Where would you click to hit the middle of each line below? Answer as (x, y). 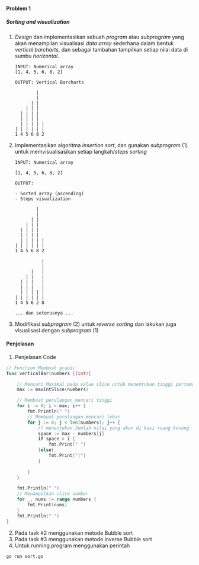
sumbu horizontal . (37, 56)
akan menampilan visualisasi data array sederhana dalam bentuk (94, 43)
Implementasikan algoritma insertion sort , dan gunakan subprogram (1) (101, 145)
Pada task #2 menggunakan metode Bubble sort (74, 533)
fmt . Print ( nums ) (47, 505)
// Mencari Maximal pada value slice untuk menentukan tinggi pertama (106, 384)
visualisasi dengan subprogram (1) (57, 330)
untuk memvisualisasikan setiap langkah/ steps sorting (81, 151)
